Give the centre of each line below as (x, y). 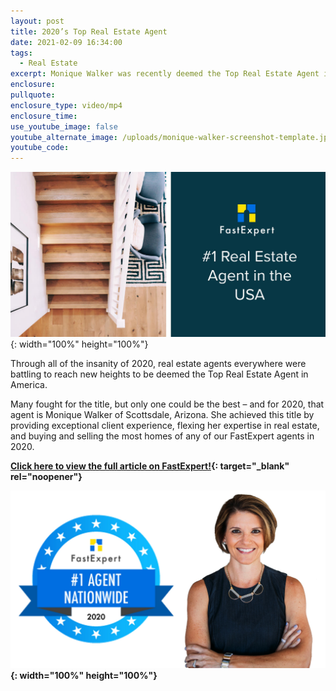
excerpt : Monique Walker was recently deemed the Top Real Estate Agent (165, 74)
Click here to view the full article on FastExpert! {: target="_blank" (150, 466)
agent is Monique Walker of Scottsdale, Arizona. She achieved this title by (162, 415)
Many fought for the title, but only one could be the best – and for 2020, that (167, 404)
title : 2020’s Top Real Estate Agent (89, 31)
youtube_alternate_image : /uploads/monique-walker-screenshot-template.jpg (171, 137)
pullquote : (33, 95)
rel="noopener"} (46, 477)
